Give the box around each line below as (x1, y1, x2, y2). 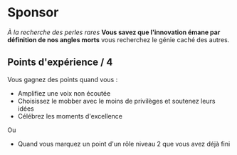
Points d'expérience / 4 (7, 56, 113, 69)
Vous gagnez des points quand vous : (7, 75, 118, 84)
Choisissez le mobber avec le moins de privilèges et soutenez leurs (17, 96, 216, 105)
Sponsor (7, 4, 59, 21)
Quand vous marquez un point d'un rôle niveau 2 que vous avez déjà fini (17, 139, 231, 148)
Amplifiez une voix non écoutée (17, 89, 111, 97)
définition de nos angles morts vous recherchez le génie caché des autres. (7, 35, 230, 44)
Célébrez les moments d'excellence (17, 111, 123, 120)
